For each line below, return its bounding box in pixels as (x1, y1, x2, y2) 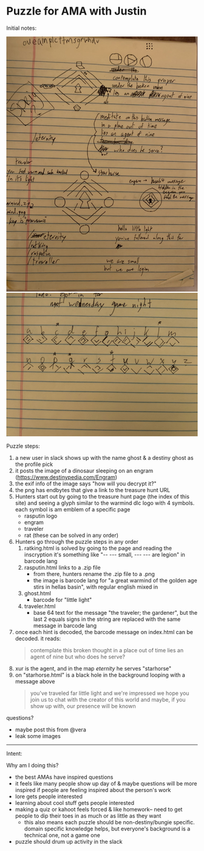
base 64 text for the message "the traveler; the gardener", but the (33, 609, 198, 616)
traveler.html (24, 603, 56, 610)
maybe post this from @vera (15, 726, 87, 733)
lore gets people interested (15, 793, 83, 800)
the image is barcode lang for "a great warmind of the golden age (33, 576, 197, 584)
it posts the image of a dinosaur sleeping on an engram (15, 467, 154, 474)
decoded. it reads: (15, 635, 61, 642)
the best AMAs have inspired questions (15, 773, 114, 781)
